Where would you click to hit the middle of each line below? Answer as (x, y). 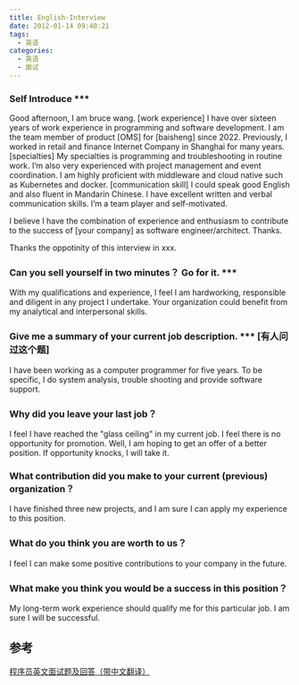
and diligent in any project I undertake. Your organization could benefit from (149, 302)
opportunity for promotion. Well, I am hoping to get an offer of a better (138, 444)
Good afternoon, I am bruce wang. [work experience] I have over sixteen (143, 118)
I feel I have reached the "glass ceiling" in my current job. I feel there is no (145, 434)
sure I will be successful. (55, 617)
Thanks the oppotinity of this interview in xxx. (93, 248)
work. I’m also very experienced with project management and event (135, 165)
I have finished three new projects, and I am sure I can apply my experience (148, 509)
